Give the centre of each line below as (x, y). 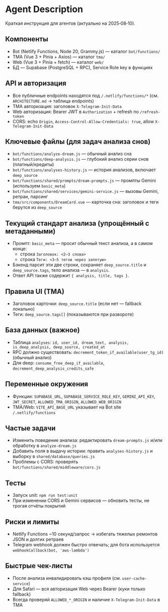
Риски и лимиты (32, 522)
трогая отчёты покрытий (39, 506)
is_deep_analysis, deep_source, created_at (59, 347)
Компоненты (27, 39)
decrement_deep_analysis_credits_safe (53, 369)
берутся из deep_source (37, 208)
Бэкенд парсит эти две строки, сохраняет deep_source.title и (79, 265)
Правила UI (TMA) (35, 291)
